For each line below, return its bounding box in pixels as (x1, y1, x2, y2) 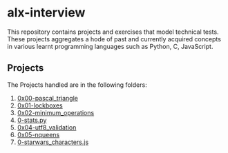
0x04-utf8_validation (17, 123, 77, 132)
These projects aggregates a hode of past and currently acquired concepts (7, 34, 221, 43)
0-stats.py (17, 116, 47, 124)
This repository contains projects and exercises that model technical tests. (7, 28, 219, 36)
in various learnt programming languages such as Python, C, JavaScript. (7, 42, 213, 50)
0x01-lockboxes (17, 101, 64, 110)
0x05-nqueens (17, 130, 60, 139)
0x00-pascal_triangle (17, 94, 78, 102)
